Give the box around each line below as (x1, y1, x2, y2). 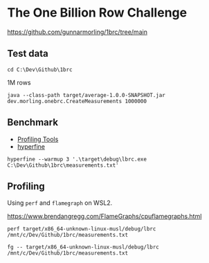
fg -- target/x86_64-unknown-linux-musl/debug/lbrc (7, 244, 159, 251)
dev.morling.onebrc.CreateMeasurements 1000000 (7, 98, 147, 105)
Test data (7, 48, 48, 60)
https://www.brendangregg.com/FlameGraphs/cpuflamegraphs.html (7, 212, 202, 221)
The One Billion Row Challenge (7, 5, 188, 21)
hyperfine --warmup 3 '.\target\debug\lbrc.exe (7, 156, 147, 163)
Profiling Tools (17, 135, 59, 143)
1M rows (7, 78, 31, 87)
